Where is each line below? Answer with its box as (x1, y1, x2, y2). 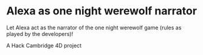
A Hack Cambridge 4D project (6, 42, 82, 49)
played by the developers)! (6, 30, 74, 37)
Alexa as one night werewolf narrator (6, 4, 198, 18)
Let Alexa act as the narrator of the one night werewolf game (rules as (6, 24, 182, 31)
